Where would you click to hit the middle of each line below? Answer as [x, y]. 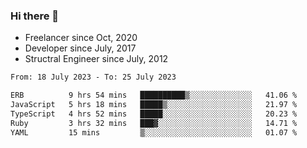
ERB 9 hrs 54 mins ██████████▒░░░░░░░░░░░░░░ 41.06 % [154, 95]
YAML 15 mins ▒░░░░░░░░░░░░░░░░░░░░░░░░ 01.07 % [154, 132]
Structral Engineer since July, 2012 [96, 59]
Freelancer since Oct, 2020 [81, 38]
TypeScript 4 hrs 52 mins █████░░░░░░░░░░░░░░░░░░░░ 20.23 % [154, 114]
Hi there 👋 [35, 16]
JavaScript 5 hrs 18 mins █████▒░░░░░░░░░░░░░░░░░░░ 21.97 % [154, 105]
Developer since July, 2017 [80, 48]
